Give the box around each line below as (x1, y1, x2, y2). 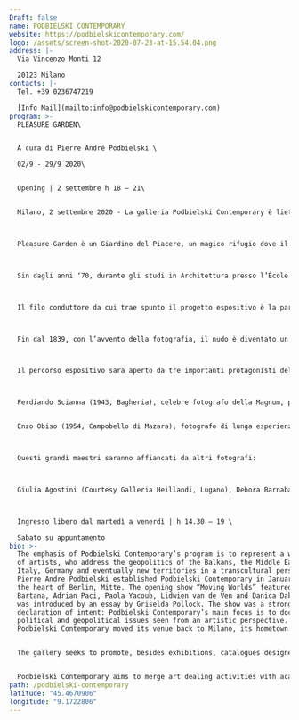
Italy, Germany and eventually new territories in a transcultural (17, 567, 273, 575)
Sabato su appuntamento (17, 533, 105, 542)
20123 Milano (17, 70, 66, 80)
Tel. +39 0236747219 (17, 87, 93, 96)
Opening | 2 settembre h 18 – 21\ (17, 184, 145, 193)
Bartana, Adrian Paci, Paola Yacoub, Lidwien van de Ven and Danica (17, 591, 277, 600)
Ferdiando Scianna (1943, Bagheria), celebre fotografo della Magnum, (17, 398, 285, 407)
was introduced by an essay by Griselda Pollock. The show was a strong (17, 600, 293, 608)
